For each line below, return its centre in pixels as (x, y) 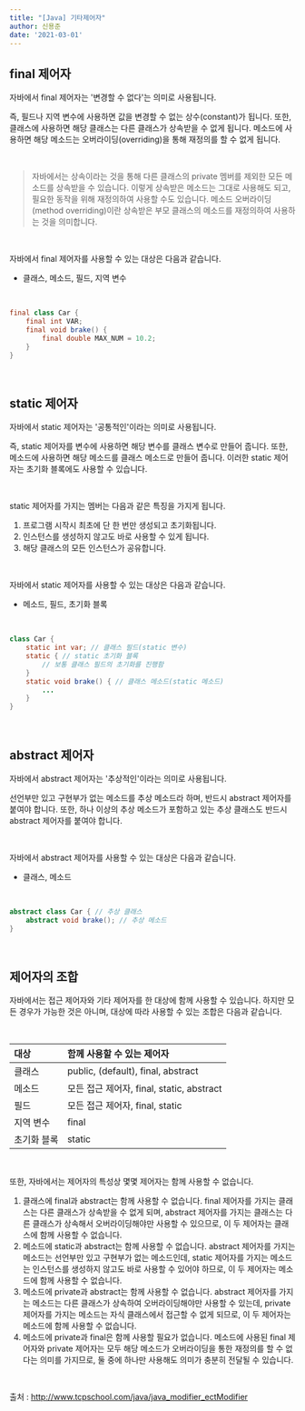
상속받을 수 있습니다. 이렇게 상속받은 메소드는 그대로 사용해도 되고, (173, 188)
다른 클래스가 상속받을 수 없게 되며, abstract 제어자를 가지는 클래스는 (161, 1212)
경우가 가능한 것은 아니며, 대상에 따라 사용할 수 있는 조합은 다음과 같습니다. (151, 1012)
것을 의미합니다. (69, 222)
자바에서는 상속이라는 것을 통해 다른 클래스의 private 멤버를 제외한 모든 (157, 176)
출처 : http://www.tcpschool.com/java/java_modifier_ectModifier (128, 1397)
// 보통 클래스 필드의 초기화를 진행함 (103, 665)
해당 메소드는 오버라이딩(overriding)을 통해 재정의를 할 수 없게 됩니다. (157, 140)
